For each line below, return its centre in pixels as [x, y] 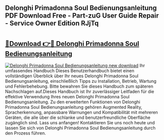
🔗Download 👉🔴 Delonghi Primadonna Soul [72, 44]
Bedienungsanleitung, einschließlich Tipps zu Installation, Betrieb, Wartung [81, 81]
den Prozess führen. [26, 133]
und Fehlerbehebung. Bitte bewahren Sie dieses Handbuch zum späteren [79, 86]
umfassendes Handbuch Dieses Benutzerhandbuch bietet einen [70, 71]
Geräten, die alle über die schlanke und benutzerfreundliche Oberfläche [78, 117]
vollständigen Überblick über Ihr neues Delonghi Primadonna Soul [72, 76]
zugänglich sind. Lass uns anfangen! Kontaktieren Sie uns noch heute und [80, 123]
